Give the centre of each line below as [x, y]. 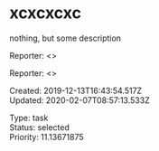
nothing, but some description [65, 38]
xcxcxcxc [45, 13]
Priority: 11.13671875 [47, 137]
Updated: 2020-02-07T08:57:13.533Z [80, 100]
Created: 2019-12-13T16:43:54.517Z [76, 90]
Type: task [29, 118]
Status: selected [39, 127]
